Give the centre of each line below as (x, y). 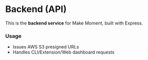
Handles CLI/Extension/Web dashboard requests (64, 52)
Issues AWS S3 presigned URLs (46, 47)
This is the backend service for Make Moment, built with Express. (74, 23)
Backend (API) (36, 9)
